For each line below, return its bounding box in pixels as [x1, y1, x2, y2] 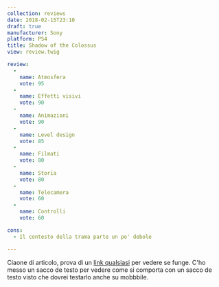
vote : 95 [19, 80, 45, 87]
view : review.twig [7, 49, 60, 56]
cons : [7, 226, 23, 234]
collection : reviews [7, 10, 67, 17]
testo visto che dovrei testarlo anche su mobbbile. [7, 273, 149, 281]
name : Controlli [19, 208, 67, 215]
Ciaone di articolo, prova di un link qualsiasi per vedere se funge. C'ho [7, 258, 206, 266]
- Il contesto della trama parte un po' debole [13, 233, 152, 240]
